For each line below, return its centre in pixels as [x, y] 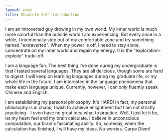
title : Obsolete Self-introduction [42, 15]
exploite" [15, 55]
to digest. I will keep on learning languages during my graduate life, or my [81, 76]
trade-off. [35, 55]
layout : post [19, 10]
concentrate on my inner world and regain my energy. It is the [69, 50]
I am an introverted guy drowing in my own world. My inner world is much [81, 29]
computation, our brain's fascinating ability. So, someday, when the [75, 123]
